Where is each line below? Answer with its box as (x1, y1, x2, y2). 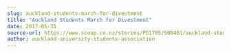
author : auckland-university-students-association (7, 36, 155, 43)
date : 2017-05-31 (7, 23, 57, 30)
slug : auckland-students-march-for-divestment (7, 10, 143, 17)
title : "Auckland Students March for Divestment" (7, 17, 153, 23)
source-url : (7, 29, 41, 36)
